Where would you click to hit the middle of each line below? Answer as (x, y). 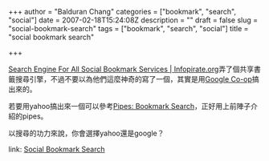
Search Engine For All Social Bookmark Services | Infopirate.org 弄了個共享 (131, 69)
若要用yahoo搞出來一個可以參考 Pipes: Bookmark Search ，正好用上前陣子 (130, 106)
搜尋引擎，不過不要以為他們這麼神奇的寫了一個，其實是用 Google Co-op (134, 79)
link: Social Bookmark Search (57, 149)
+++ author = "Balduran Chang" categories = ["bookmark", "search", (122, 12)
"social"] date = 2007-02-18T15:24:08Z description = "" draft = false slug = (133, 20)
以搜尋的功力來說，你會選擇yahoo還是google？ (86, 133)
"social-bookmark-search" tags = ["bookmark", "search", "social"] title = (128, 28)
